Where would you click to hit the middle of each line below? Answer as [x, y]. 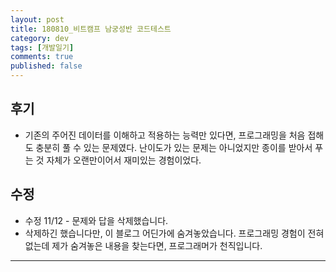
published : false [46, 66]
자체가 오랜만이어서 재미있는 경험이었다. [124, 160]
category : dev [40, 38]
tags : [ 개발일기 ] [42, 47]
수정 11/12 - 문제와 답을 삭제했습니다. [96, 220]
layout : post [37, 19]
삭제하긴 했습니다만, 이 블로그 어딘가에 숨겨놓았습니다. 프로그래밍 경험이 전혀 [174, 233]
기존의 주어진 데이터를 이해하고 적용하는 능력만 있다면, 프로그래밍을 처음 [165, 135]
